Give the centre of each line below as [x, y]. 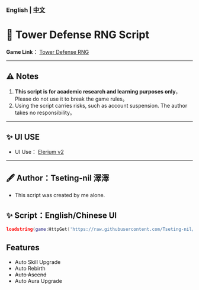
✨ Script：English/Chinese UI [62, 215]
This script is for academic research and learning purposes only [95, 91]
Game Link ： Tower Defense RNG [48, 51]
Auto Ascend [31, 275]
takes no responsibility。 [45, 112]
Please [23, 99]
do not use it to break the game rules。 [80, 99]
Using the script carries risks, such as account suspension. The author [101, 105]
